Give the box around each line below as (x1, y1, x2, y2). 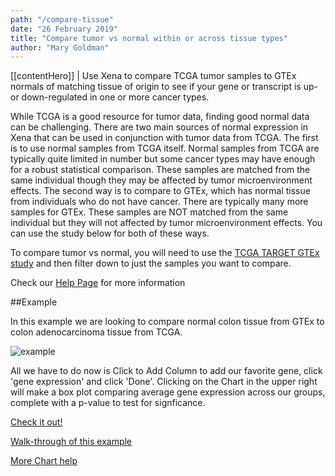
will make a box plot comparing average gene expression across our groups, (10, 386, 326, 398)
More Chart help (10, 455, 78, 467)
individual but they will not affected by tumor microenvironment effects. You (10, 217, 323, 229)
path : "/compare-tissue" (10, 14, 114, 25)
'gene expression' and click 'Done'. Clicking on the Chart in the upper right (10, 376, 318, 388)
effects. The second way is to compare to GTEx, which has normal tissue (10, 185, 311, 197)
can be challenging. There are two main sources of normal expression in (10, 121, 309, 133)
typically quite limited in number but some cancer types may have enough (10, 153, 316, 165)
